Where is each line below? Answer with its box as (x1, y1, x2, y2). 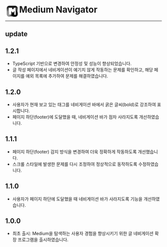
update (5, 30, 28, 38)
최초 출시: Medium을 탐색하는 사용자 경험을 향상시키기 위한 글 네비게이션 (12, 231, 154, 237)
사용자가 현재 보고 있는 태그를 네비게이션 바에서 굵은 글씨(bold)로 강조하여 (12, 101, 156, 107)
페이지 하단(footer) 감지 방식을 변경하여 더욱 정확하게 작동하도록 (12, 149, 137, 155)
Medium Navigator (19, 4, 98, 15)
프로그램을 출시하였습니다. (17, 237, 69, 243)
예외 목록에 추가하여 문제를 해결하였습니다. (25, 73, 108, 79)
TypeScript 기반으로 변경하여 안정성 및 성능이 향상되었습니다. (12, 61, 132, 67)
